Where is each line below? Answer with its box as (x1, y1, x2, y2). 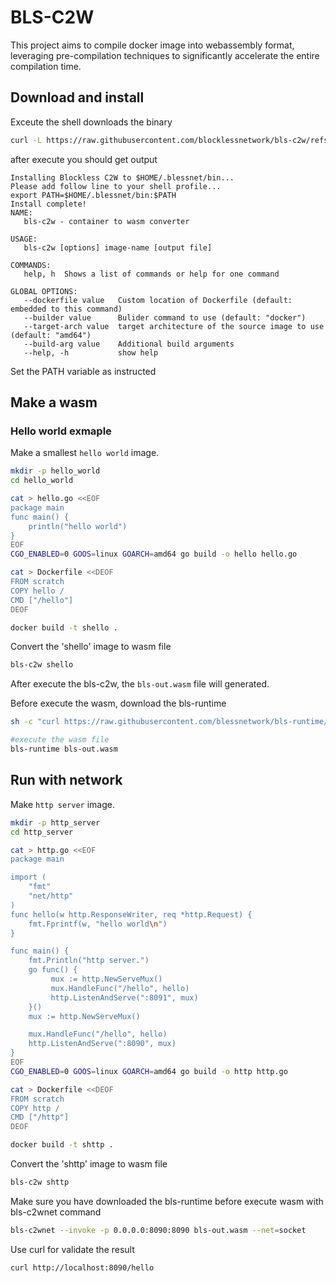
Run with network (10, 772, 123, 789)
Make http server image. (10, 798, 115, 810)
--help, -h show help (23, 347, 159, 358)
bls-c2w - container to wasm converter (23, 216, 190, 226)
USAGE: (10, 234, 38, 244)
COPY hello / (10, 586, 65, 596)
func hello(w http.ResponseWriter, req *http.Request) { (10, 909, 253, 920)
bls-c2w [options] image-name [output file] (23, 242, 213, 253)
